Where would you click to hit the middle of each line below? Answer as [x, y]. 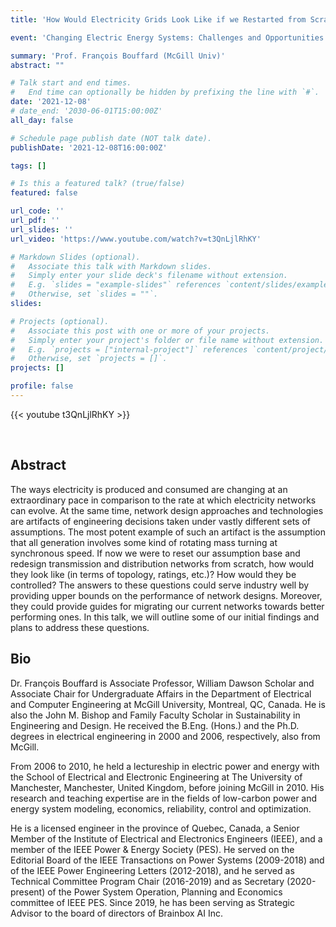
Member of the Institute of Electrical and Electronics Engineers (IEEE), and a [166, 838]
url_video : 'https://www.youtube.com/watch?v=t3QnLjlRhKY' [136, 239]
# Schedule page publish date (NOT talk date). [111, 138]
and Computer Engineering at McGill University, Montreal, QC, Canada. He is [168, 704]
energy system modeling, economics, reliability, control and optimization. [161, 808]
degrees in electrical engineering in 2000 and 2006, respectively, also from [165, 736]
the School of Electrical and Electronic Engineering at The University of [156, 777]
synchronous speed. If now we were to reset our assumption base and [155, 553]
